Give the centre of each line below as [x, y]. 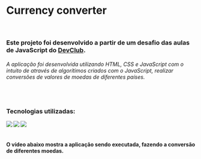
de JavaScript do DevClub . [46, 50]
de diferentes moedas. [35, 151]
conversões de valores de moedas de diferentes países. [76, 77]
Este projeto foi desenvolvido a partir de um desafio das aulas [98, 43]
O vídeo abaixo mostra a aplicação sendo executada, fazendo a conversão [101, 144]
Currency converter [56, 10]
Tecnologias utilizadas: [41, 111]
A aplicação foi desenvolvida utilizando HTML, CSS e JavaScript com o [95, 64]
